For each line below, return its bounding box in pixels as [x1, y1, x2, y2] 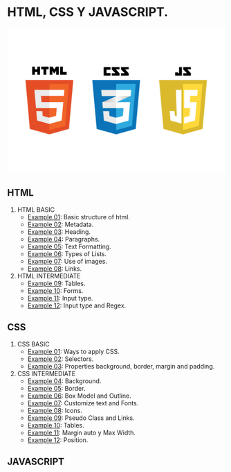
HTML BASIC [17, 205, 55, 214]
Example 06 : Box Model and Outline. [27, 391, 131, 400]
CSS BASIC [17, 339, 50, 348]
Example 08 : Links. [27, 264, 82, 273]
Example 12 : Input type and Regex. [27, 301, 127, 310]
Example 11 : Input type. [27, 294, 93, 302]
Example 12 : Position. [27, 435, 89, 444]
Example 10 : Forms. [27, 286, 84, 295]
